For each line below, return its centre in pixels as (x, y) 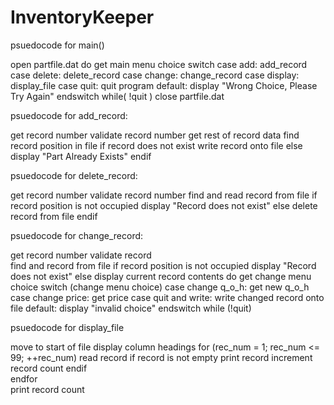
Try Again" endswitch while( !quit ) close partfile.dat (117, 96)
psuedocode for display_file (67, 327)
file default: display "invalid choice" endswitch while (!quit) (131, 308)
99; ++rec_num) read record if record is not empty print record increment (161, 357)
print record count (47, 389)
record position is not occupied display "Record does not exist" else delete (164, 205)
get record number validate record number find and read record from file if (164, 195)
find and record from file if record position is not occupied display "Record (163, 265)
